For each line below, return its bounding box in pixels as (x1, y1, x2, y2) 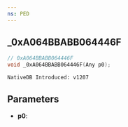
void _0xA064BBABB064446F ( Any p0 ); (7, 61, 111, 69)
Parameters (7, 93, 59, 105)
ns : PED (7, 10, 30, 18)
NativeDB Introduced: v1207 (7, 74, 90, 81)
